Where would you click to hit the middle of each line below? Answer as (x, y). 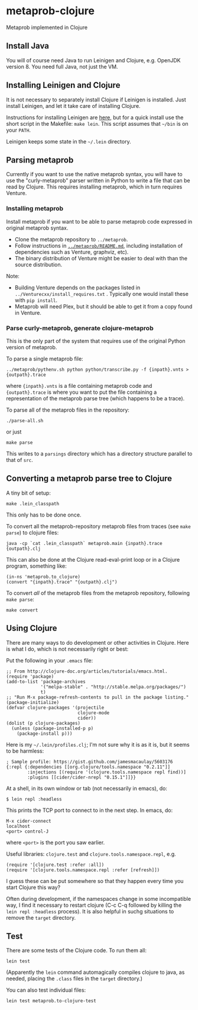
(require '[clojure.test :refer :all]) (55, 865)
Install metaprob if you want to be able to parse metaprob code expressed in (99, 221)
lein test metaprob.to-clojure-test (51, 1001)
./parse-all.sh (25, 420)
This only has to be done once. (44, 515)
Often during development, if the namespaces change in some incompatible (98, 899)
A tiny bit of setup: (29, 493)
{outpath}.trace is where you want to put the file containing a (82, 392)
